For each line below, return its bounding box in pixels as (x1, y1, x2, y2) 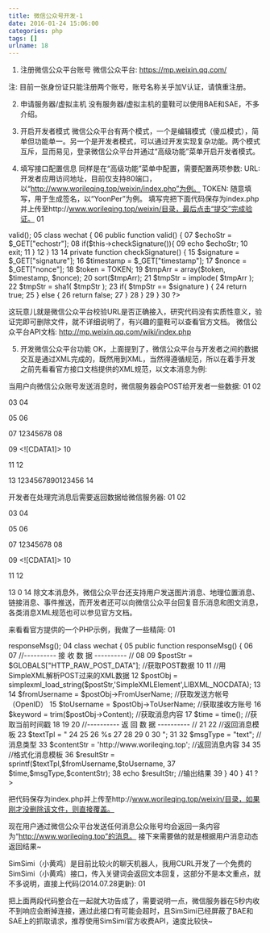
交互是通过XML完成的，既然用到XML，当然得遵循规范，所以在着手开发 (19, 354, 256, 364)
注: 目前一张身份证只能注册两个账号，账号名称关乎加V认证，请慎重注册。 (8, 82, 251, 92)
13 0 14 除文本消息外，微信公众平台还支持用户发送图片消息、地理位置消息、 (8, 588, 260, 598)
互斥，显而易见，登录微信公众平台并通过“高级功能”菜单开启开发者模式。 (19, 147, 260, 156)
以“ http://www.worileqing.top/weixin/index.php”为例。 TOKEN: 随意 (19, 184, 245, 194)
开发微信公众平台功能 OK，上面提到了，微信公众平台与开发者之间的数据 (19, 344, 259, 354)
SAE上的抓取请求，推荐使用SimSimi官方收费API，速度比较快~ (8, 916, 214, 926)
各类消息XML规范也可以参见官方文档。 (8, 608, 137, 618)
